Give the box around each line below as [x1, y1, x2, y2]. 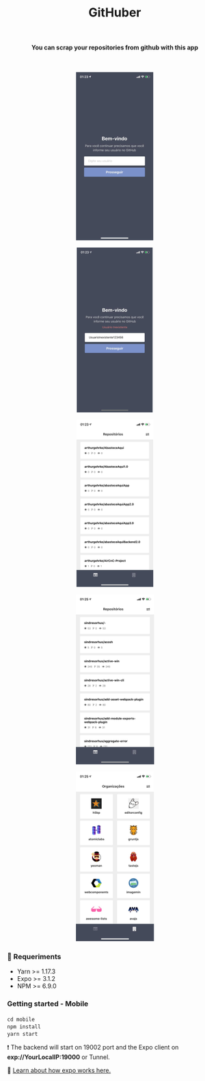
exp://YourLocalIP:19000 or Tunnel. [7, 1053, 111, 1061]
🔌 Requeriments [7, 952, 61, 962]
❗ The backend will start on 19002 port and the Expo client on [7, 1043, 179, 1051]
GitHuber [88, 5, 141, 21]
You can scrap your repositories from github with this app [31, 43, 199, 51]
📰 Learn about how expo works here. [7, 1066, 111, 1074]
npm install [7, 1023, 41, 1030]
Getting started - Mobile [7, 999, 89, 1008]
